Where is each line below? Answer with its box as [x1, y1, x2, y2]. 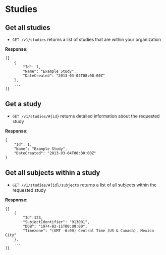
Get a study [5, 100, 42, 108]
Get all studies [5, 23, 51, 32]
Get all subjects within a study [5, 168, 101, 177]
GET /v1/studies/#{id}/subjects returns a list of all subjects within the [12, 182, 157, 188]
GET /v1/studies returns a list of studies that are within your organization [12, 36, 161, 42]
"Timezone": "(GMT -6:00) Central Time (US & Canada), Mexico [23, 228, 154, 233]
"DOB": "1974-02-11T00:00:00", [23, 224, 88, 229]
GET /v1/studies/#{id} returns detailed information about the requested [12, 113, 160, 119]
